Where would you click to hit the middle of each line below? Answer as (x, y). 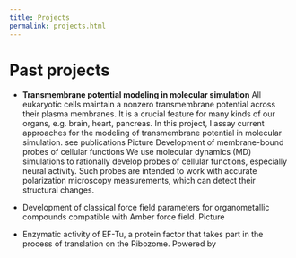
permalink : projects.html (57, 26)
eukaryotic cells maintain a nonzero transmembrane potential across (149, 105)
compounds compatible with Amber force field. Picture (123, 217)
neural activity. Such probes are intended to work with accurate (139, 171)
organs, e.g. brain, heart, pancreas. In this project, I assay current (143, 124)
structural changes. (58, 190)
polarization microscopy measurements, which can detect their (139, 181)
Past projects (60, 70)
